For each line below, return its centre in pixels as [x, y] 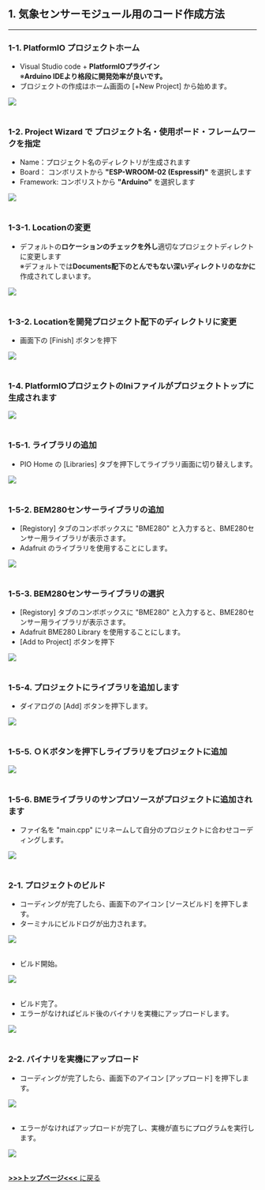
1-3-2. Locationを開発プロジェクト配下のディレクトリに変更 [123, 321]
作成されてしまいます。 [57, 276]
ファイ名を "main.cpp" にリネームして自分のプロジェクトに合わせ [126, 830]
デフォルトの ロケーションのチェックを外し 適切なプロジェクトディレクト [137, 246]
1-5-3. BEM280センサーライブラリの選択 [86, 593]
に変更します [40, 256]
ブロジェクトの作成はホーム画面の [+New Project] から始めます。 [125, 86]
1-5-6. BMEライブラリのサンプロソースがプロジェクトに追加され [131, 799]
